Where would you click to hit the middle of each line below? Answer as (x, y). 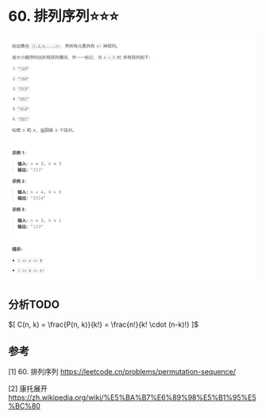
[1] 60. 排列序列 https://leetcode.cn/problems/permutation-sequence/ (122, 372)
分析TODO (34, 305)
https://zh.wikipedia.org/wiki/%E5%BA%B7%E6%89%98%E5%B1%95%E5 (132, 397)
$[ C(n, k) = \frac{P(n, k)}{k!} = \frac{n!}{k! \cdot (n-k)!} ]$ (104, 324)
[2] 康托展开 (28, 389)
